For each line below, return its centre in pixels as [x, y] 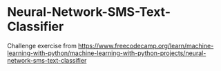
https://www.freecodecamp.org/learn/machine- [146, 45]
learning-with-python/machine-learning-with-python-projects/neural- [107, 53]
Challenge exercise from [42, 45]
